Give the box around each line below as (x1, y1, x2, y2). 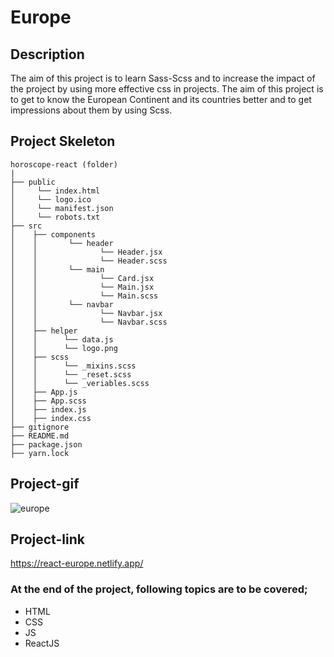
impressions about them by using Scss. (10, 104, 173, 116)
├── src (10, 221, 43, 231)
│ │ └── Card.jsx (10, 273, 155, 283)
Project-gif (10, 476, 80, 493)
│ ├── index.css (10, 413, 92, 423)
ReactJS (24, 637, 60, 649)
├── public (10, 177, 56, 187)
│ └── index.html (10, 186, 101, 196)
